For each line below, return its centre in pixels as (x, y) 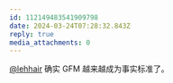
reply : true (32, 34)
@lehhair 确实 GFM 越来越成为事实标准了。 (89, 69)
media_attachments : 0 (50, 42)
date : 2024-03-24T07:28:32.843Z (70, 26)
